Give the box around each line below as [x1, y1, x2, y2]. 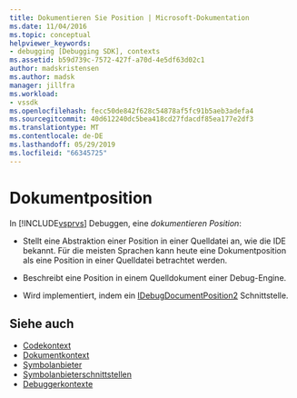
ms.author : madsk [9, 73, 75, 82]
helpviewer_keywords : [9, 38, 92, 48]
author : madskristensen [9, 65, 100, 74]
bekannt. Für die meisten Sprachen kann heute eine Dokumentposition [22, 244, 287, 255]
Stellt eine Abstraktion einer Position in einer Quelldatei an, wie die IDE [22, 235, 286, 246]
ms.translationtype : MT [9, 124, 100, 133]
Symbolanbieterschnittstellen [22, 369, 132, 380]
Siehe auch [9, 315, 74, 332]
